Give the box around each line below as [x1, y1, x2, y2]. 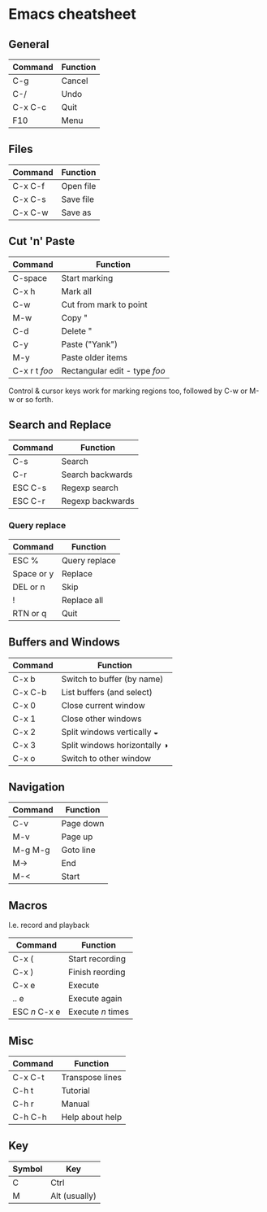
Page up [61, 831, 93, 842]
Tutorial [61, 1084, 91, 1096]
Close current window [61, 699, 145, 711]
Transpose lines [61, 1071, 122, 1083]
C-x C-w [12, 207, 49, 218]
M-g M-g [12, 844, 50, 855]
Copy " [61, 312, 88, 323]
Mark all [61, 286, 92, 297]
